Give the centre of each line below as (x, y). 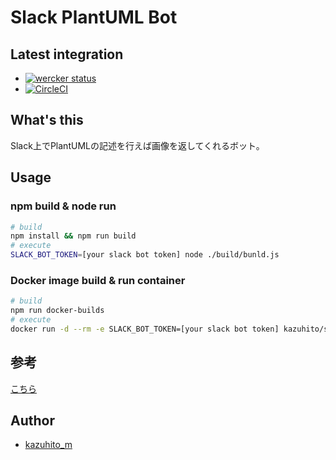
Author (32, 420)
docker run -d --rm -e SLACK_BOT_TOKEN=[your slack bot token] (145, 329)
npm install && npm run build (73, 236)
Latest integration (67, 54)
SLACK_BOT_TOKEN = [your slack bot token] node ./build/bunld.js (145, 255)
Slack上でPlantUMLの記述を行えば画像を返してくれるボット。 (137, 145)
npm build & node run (63, 206)
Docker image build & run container (98, 280)
